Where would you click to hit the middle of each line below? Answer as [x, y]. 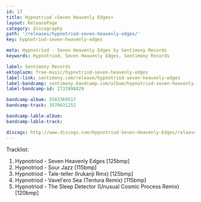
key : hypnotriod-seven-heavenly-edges [54, 39]
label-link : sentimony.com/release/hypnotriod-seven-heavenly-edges [93, 78]
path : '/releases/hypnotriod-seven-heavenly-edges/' [73, 34]
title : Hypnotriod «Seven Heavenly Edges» [60, 17]
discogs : [17, 132]
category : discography [34, 28]
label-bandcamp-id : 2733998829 [45, 89]
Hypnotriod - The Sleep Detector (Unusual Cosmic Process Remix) [97, 186]
